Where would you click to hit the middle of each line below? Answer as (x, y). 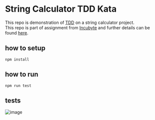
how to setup (25, 48)
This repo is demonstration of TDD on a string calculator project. (70, 22)
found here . (17, 33)
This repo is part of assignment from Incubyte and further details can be (77, 27)
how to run (22, 74)
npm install (17, 60)
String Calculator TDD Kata (61, 9)
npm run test (18, 86)
